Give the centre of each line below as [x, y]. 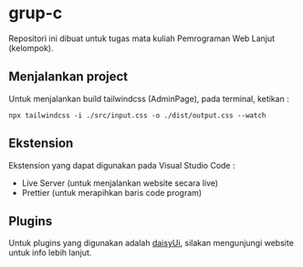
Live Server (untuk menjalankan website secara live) [120, 183]
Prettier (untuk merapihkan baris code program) [112, 192]
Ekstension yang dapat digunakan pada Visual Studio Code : [122, 165]
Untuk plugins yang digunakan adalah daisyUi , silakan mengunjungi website [151, 243]
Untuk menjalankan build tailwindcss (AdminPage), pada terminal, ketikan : [149, 98]
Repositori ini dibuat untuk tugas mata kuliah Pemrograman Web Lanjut [142, 38]
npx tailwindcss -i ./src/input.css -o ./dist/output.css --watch [137, 115]
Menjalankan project [68, 77]
